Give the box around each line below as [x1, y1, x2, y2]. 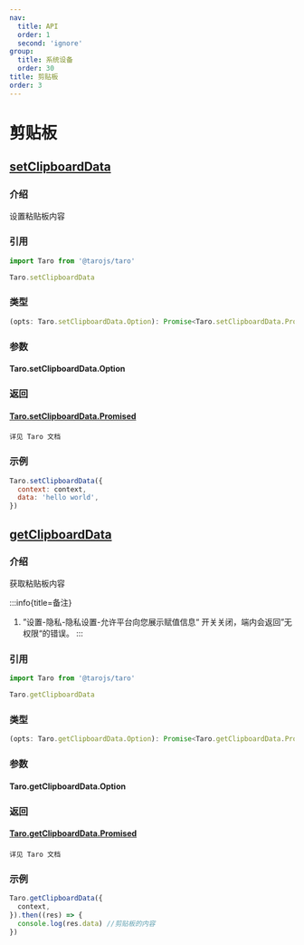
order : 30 [17, 64, 54, 73]
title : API [17, 22, 59, 31]
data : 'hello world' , [17, 493, 100, 502]
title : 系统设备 [17, 55, 74, 64]
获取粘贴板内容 [9, 578, 65, 589]
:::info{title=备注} [9, 597, 72, 608]
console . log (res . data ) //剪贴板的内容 [17, 919, 156, 928]
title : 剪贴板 [9, 73, 59, 82]
